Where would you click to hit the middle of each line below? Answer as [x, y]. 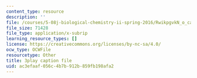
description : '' [26, 17]
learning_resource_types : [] [42, 39]
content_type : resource [35, 11]
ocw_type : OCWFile [28, 50]
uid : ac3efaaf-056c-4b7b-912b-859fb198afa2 [60, 66]
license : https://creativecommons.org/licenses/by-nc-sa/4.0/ [84, 45]
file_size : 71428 [27, 28]
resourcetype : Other [31, 55]
